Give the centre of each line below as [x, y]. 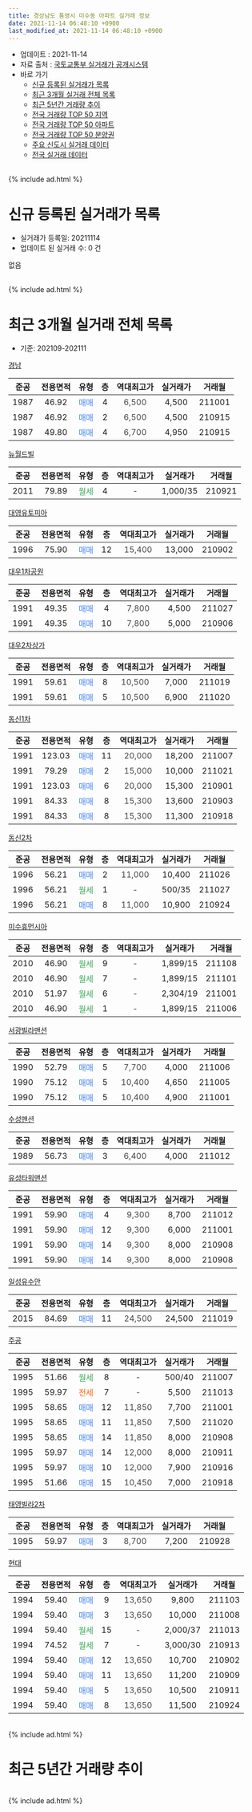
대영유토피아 [28, 513]
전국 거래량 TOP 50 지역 [70, 115]
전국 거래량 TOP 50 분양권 [73, 135]
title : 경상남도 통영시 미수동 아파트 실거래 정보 [79, 16]
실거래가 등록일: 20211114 [60, 238]
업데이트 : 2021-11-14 [54, 55]
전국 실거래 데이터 [60, 155]
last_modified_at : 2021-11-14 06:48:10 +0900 [85, 30]
